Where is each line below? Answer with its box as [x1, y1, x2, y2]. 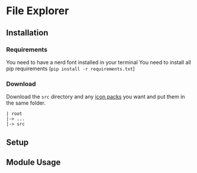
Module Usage [6, 157, 61, 167]
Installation [6, 28, 49, 38]
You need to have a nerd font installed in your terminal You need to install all [6, 58, 191, 66]
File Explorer [6, 4, 69, 18]
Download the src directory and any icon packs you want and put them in [6, 93, 185, 100]
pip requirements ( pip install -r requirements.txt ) [6, 65, 135, 72]
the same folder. [6, 99, 46, 107]
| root [6, 111, 22, 117]
